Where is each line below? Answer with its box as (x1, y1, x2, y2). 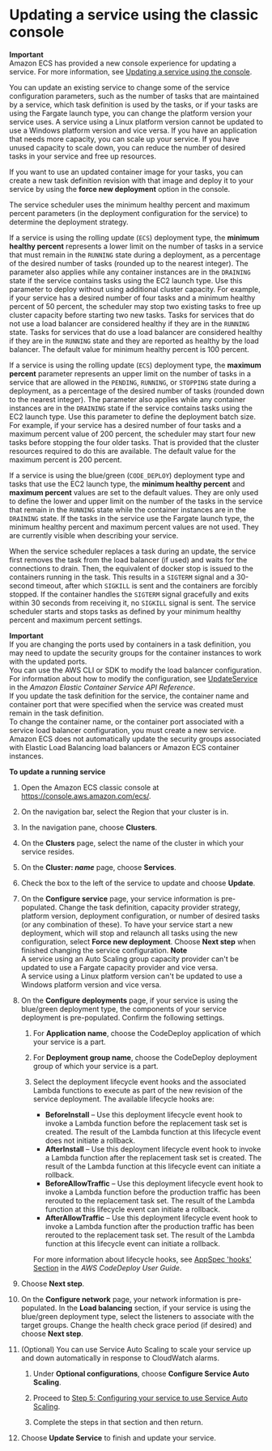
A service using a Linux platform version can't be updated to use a (20, 971, 243, 981)
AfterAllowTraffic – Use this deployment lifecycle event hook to (45, 1212, 258, 1223)
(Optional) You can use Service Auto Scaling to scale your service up (20, 1344, 252, 1354)
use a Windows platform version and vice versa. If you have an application (9, 125, 257, 135)
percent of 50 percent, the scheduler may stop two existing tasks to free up (9, 301, 261, 311)
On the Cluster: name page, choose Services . (20, 862, 176, 872)
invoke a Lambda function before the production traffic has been (45, 1187, 261, 1197)
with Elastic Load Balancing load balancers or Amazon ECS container (9, 742, 240, 752)
